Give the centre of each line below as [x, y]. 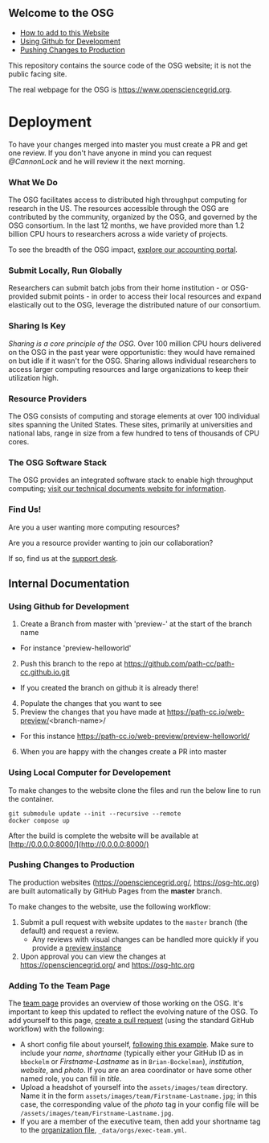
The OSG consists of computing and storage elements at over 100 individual [134, 416]
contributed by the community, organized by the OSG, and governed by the [133, 217]
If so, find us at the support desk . [63, 558]
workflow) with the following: [56, 1029]
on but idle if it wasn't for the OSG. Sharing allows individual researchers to [132, 361]
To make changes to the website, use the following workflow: [110, 906]
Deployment [50, 122]
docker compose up [39, 820]
